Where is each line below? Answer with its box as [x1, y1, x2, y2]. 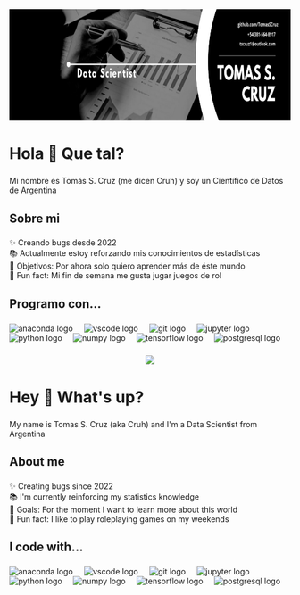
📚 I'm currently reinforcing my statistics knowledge [9, 492, 199, 502]
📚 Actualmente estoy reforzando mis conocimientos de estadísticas [9, 248, 261, 259]
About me [9, 454, 65, 469]
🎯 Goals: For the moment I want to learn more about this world [9, 504, 238, 516]
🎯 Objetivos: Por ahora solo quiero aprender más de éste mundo [9, 260, 246, 271]
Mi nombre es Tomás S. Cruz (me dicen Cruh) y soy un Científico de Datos [9, 176, 284, 186]
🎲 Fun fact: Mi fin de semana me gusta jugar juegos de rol [9, 270, 221, 281]
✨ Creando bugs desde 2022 [9, 237, 118, 248]
